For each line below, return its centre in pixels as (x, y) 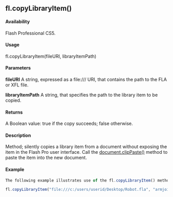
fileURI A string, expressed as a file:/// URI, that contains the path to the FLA (86, 79)
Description (18, 135)
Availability (18, 21)
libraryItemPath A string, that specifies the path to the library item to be (82, 95)
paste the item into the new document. (46, 158)
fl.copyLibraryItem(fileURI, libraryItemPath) (51, 56)
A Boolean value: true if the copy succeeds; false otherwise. (69, 123)
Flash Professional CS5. (30, 33)
